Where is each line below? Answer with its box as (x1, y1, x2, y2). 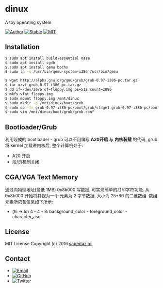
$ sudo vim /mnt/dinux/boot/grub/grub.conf (5, 110, 95, 114)
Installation (5, 43, 40, 51)
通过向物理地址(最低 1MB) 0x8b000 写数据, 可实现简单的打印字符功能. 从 (5, 187, 149, 192)
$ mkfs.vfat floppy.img (5, 91, 53, 96)
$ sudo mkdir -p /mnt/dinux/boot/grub (5, 100, 83, 105)
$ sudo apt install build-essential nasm (5, 56, 90, 61)
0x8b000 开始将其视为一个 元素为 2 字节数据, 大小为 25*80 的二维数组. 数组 (5, 192, 158, 198)
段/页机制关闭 (12, 159, 40, 165)
